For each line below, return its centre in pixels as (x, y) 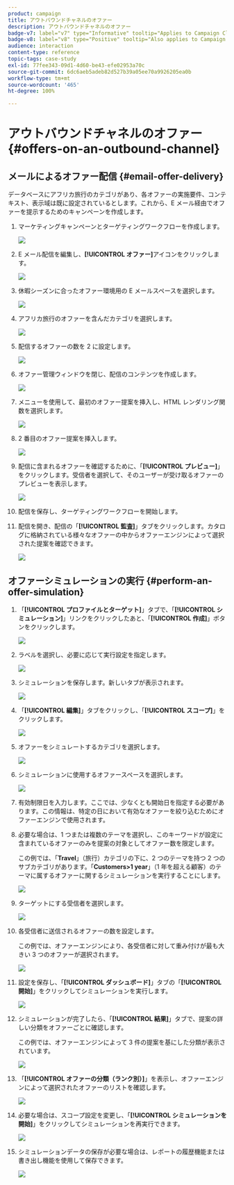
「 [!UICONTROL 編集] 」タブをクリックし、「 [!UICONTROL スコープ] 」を (121, 710)
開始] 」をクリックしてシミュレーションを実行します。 (95, 990)
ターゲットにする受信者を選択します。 (73, 903)
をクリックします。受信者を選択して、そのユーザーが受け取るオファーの (121, 475)
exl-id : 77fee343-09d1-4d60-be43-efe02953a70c (76, 65)
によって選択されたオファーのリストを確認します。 (97, 1087)
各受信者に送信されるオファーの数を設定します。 (88, 931)
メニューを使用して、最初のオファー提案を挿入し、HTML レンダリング (118, 402)
